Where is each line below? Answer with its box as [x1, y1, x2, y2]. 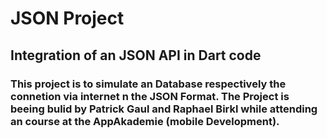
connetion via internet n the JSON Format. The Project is [10, 89, 290, 103]
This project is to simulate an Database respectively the [10, 77, 287, 91]
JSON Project [10, 7, 125, 30]
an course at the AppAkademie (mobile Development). [10, 114, 280, 128]
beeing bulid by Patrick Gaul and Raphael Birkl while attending [10, 102, 318, 116]
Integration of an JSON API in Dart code [10, 47, 262, 64]
